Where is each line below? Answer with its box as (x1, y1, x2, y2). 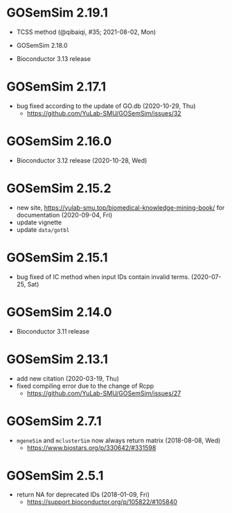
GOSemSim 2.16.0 (6, 134, 112, 150)
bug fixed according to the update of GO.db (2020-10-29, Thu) (16, 102, 196, 110)
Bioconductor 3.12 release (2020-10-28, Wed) (16, 156, 148, 164)
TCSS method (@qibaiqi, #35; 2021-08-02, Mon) (16, 28, 157, 36)
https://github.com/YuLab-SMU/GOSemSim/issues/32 (26, 109, 181, 117)
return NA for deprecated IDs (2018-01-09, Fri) (16, 490, 150, 499)
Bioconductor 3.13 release (16, 54, 91, 63)
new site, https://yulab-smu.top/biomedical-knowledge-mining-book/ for (16, 203, 225, 212)
